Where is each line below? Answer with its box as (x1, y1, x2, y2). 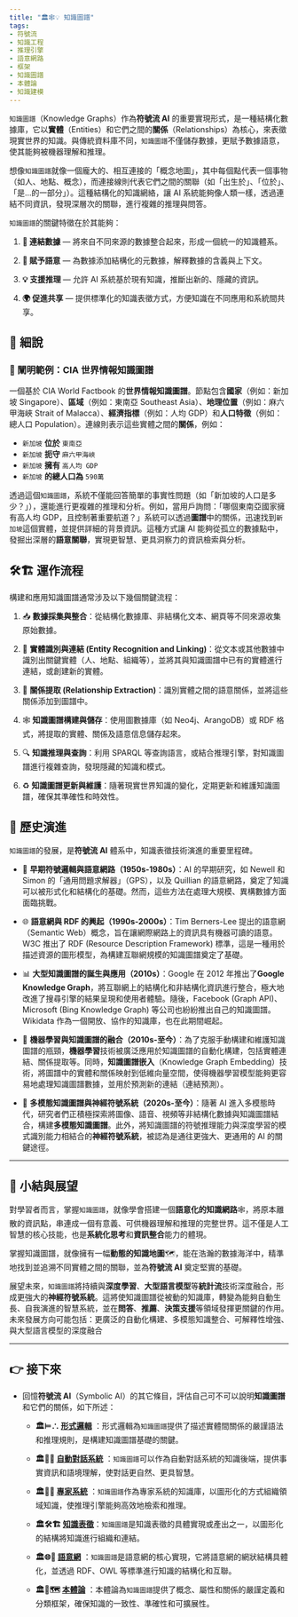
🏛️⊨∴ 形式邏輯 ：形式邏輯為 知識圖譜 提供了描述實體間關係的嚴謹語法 (35, 1421, 284, 1431)
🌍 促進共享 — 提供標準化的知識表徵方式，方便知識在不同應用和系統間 (21, 292, 278, 303)
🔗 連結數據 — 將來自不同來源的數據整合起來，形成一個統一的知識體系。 (21, 236, 283, 247)
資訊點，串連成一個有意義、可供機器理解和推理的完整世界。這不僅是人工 (24, 1217, 289, 1228)
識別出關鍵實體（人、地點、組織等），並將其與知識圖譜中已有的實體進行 (21, 654, 283, 665)
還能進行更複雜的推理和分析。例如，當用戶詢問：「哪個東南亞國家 (39, 501, 278, 511)
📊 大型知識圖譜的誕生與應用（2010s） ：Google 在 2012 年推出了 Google (21, 968, 285, 979)
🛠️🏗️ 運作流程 (9, 563, 84, 578)
